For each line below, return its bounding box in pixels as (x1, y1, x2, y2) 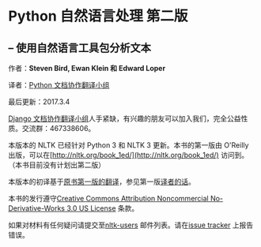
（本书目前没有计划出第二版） (8, 160, 105, 170)
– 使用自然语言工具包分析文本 (8, 41, 152, 54)
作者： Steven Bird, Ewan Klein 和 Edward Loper (8, 64, 166, 73)
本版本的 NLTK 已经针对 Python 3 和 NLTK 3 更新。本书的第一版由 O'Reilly (8, 140, 249, 150)
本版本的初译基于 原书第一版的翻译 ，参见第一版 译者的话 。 (8, 177, 195, 186)
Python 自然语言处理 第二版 (8, 7, 188, 25)
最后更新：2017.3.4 (8, 97, 70, 107)
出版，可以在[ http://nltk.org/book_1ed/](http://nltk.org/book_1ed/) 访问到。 (8, 151, 249, 159)
